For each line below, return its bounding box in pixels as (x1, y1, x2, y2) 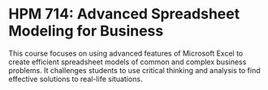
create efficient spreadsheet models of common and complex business (8, 57, 247, 67)
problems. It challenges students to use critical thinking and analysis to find (8, 65, 261, 75)
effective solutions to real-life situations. (8, 74, 143, 84)
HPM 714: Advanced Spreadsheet (8, 5, 240, 23)
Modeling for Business (8, 22, 164, 40)
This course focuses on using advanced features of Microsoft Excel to (8, 48, 244, 58)
